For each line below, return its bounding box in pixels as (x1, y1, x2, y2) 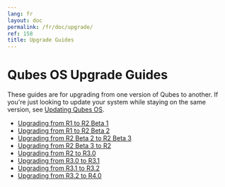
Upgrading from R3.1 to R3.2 (17, 164, 100, 173)
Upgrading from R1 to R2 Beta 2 (17, 126, 110, 135)
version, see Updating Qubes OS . (7, 105, 105, 114)
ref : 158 (7, 30, 33, 37)
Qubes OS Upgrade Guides (7, 67, 168, 83)
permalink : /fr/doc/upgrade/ (7, 23, 93, 30)
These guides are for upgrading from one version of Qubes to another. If (7, 90, 219, 99)
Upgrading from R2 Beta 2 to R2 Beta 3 (17, 134, 132, 143)
